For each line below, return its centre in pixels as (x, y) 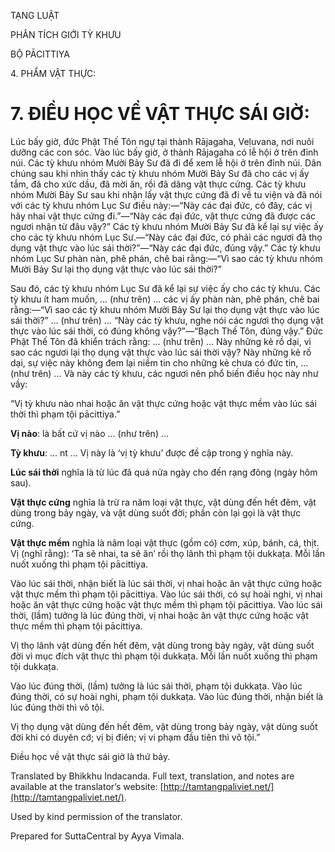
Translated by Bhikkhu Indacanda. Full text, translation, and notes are (152, 776)
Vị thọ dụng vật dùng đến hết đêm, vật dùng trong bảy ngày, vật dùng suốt (164, 726)
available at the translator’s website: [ (87, 786)
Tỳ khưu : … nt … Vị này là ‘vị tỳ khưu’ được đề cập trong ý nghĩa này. (152, 452)
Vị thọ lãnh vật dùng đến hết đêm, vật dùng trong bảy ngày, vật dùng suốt (162, 645)
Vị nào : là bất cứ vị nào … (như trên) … (90, 433)
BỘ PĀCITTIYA (40, 54)
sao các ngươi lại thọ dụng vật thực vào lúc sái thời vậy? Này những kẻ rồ (161, 352)
